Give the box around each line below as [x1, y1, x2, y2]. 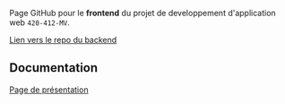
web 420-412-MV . [9, 17, 70, 28]
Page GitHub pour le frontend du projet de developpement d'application [9, 8, 276, 18]
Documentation [9, 60, 99, 75]
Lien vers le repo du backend [9, 35, 117, 45]
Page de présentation [9, 84, 89, 95]
